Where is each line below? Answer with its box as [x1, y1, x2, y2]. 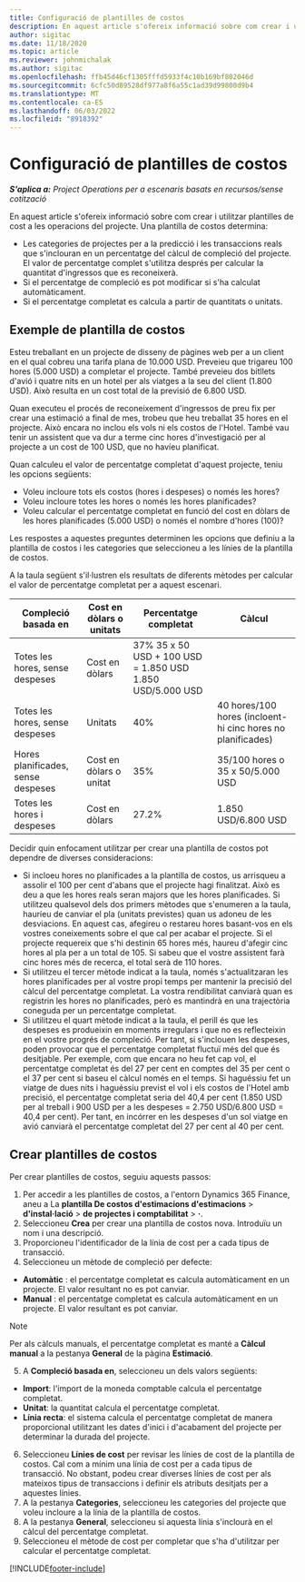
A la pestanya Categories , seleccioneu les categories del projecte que [22, 1497, 287, 1508]
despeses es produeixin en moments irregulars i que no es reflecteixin [22, 1023, 286, 1035]
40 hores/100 [217, 698, 277, 711]
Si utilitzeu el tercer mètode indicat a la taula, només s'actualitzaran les [22, 966, 289, 977]
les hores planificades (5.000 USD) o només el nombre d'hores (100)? [22, 515, 284, 526]
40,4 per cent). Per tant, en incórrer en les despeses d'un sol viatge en [22, 1111, 289, 1122]
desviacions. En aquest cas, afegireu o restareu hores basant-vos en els [22, 918, 293, 929]
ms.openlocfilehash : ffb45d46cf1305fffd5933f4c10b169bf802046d [9, 73, 254, 82]
